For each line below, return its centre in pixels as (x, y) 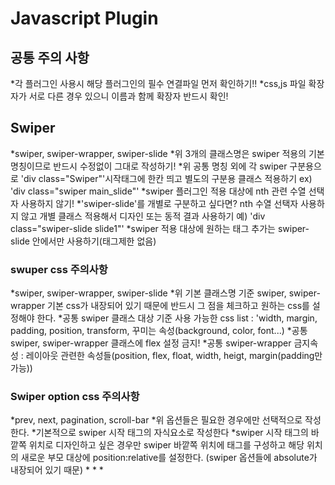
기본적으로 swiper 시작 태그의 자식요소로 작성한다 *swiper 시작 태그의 (172, 433)
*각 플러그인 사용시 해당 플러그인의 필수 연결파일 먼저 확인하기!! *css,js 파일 (158, 83)
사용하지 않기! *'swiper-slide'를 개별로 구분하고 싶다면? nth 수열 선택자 (159, 203)
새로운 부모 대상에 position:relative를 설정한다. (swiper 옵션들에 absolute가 (169, 458)
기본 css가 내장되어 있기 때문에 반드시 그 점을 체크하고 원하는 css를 (178, 306)
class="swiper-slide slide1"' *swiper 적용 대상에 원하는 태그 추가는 (143, 228)
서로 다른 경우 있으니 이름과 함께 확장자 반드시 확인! (128, 96)
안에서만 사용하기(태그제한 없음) (94, 241)
